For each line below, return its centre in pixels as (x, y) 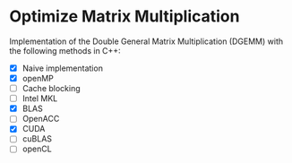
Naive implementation (62, 68)
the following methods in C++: (65, 50)
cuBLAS (37, 139)
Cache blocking (51, 89)
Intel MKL (40, 99)
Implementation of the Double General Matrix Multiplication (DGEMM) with (146, 41)
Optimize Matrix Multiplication (125, 17)
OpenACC (41, 119)
